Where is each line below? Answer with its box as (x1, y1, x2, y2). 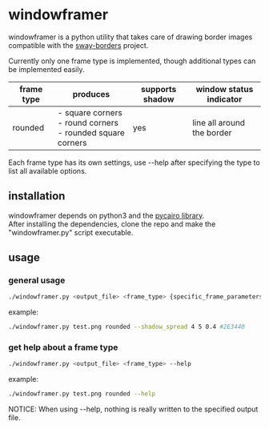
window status (195, 83, 254, 94)
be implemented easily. (8, 64, 85, 74)
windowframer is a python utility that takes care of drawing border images (8, 32, 253, 42)
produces (72, 88, 110, 99)
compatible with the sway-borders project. (8, 40, 149, 50)
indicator (207, 94, 243, 105)
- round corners (57, 117, 118, 128)
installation (8, 190, 66, 203)
